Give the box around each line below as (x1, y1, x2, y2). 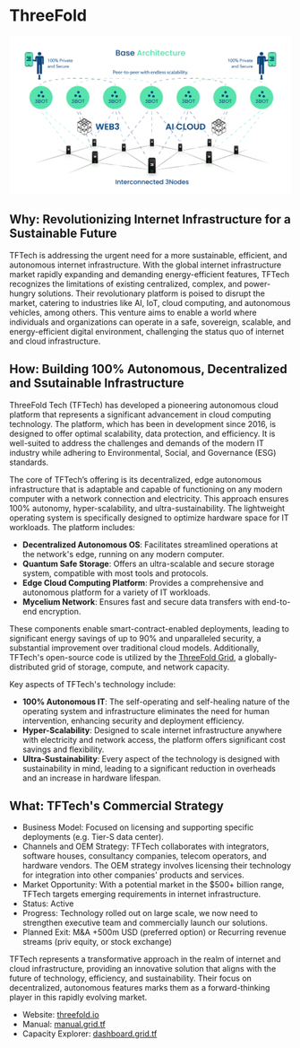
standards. (9, 457, 49, 467)
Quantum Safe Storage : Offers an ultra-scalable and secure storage (21, 558, 275, 569)
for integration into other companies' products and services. (21, 869, 244, 880)
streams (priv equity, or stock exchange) (21, 937, 173, 948)
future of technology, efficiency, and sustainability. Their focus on (9, 973, 253, 983)
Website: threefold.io (21, 1009, 100, 1020)
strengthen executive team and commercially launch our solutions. (21, 917, 269, 929)
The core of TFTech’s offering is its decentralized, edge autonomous (9, 474, 262, 485)
